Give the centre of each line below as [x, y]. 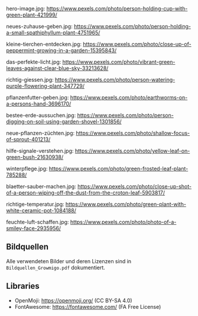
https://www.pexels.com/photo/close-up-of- [137, 44]
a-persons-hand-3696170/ [39, 104]
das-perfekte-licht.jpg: [34, 62]
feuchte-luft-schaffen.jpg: [38, 222]
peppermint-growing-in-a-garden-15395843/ [61, 50]
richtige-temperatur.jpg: [35, 204]
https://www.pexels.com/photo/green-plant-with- [126, 204]
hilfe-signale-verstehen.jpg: [40, 151]
